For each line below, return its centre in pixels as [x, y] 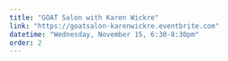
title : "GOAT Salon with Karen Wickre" [84, 17]
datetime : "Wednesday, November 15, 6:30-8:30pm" [105, 34]
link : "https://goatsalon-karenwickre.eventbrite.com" [114, 26]
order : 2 [26, 43]
